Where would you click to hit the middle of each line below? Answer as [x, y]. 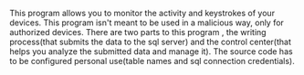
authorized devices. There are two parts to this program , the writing [138, 32]
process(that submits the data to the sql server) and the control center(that [151, 42]
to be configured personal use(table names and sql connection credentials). [152, 61]
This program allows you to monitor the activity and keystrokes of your [142, 13]
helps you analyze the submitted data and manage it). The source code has [152, 52]
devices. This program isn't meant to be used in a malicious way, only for [147, 23]
